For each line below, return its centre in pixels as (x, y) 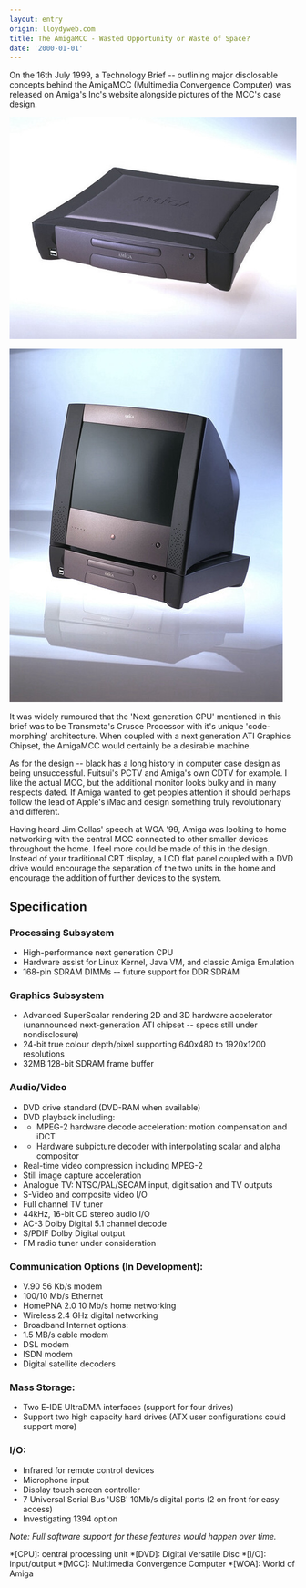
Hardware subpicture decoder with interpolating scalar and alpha (158, 1146)
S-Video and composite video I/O (85, 1194)
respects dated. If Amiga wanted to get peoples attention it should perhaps (150, 792)
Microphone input (56, 1480)
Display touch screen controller (82, 1490)
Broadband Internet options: (76, 1325)
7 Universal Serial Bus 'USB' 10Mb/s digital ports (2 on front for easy (151, 1499)
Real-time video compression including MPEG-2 (112, 1165)
